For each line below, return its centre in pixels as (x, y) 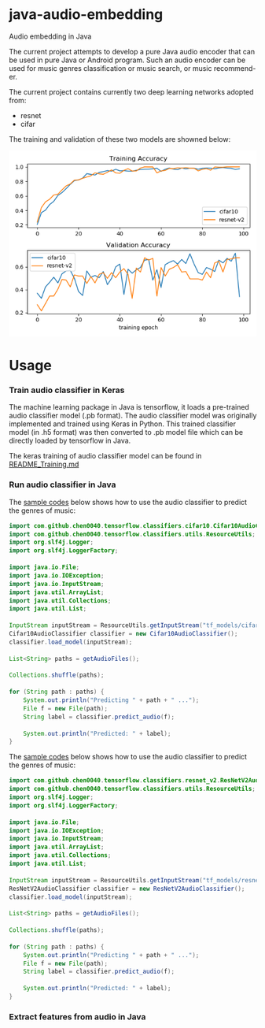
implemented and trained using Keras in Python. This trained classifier (123, 424)
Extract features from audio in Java (77, 1016)
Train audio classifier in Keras (67, 390)
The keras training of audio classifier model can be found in (105, 456)
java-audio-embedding (86, 15)
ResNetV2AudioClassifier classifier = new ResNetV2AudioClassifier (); (127, 889)
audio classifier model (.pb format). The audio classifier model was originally (133, 416)
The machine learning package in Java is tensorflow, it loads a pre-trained (129, 407)
